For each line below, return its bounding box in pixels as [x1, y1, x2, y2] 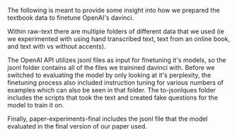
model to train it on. [7, 101, 64, 109]
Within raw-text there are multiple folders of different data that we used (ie [7, 28, 225, 35]
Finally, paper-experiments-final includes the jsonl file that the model [7, 114, 208, 123]
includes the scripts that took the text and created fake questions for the [7, 93, 218, 102]
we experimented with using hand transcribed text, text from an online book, [7, 35, 231, 43]
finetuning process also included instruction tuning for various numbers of [7, 78, 224, 87]
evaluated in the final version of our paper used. [7, 122, 147, 130]
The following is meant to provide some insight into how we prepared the [7, 6, 221, 14]
